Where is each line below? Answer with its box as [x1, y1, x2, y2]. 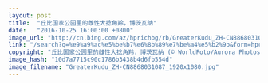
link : [8, 41, 26, 49]
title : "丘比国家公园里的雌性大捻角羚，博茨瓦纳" [8, 19, 157, 27]
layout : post [8, 11, 52, 20]
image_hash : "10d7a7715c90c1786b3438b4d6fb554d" [8, 56, 173, 64]
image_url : [8, 33, 45, 42]
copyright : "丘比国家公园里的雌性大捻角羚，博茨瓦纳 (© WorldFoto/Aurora [8, 48, 236, 56]
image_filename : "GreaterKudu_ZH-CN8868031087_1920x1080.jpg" [8, 63, 219, 71]
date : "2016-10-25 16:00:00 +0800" [8, 26, 134, 34]
